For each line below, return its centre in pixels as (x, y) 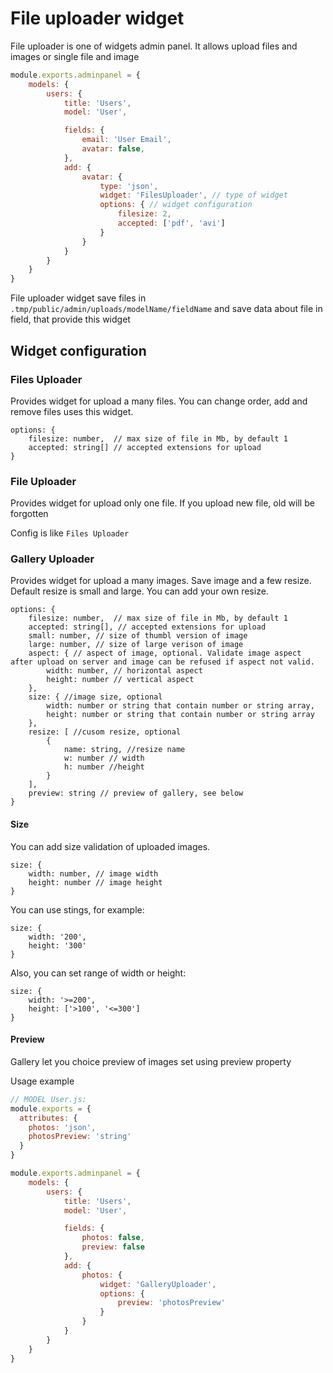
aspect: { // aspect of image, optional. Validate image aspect (165, 653)
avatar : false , (113, 149)
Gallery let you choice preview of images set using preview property (151, 1061)
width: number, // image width (93, 873)
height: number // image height (95, 882)
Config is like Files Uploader (70, 533)
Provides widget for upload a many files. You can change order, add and (159, 401)
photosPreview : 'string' (80, 1137)
